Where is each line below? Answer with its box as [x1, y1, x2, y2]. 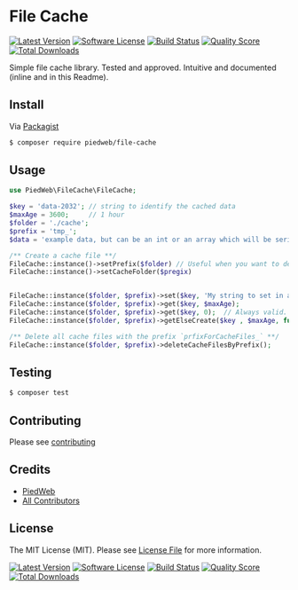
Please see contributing [9, 437, 96, 447]
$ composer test [9, 389, 69, 397]
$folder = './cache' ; [9, 219, 90, 228]
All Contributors [21, 495, 80, 506]
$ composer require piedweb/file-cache [9, 138, 157, 147]
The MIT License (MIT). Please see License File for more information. [9, 544, 262, 555]
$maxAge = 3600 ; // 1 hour [9, 210, 125, 219]
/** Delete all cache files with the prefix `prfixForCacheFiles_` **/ [9, 332, 279, 341]
